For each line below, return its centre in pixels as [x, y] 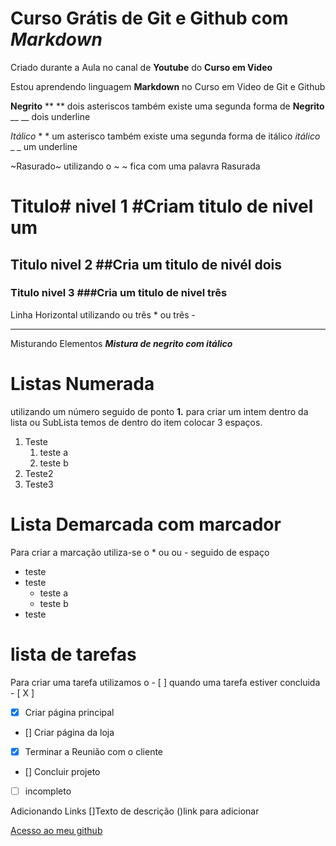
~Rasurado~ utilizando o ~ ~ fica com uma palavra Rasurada [135, 166]
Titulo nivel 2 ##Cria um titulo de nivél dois [146, 264]
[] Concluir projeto [62, 771]
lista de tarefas [73, 654]
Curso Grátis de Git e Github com [149, 18]
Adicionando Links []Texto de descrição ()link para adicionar [135, 811]
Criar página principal [69, 712]
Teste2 [39, 473]
